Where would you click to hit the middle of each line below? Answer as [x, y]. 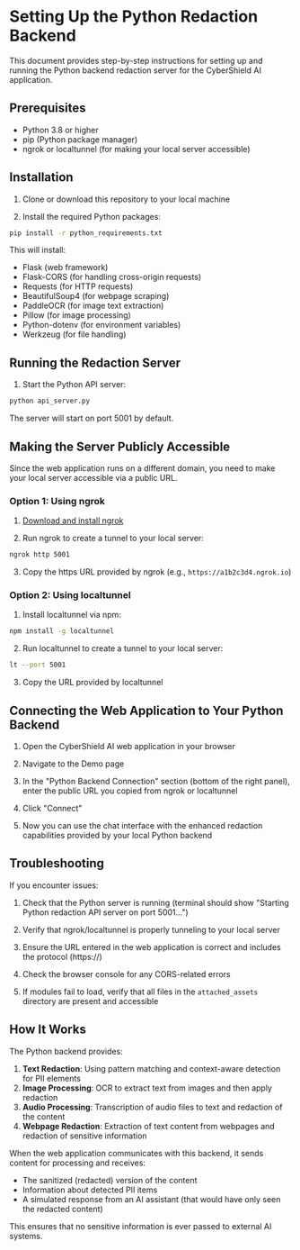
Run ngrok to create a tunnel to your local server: [113, 539]
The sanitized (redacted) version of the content [110, 1180]
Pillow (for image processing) [77, 315]
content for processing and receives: [78, 1163]
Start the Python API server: [74, 385]
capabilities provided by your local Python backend [117, 835]
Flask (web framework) [65, 267]
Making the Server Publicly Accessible [120, 446]
